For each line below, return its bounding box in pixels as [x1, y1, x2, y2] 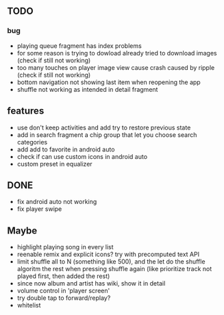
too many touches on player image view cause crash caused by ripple [16, 63, 215, 71]
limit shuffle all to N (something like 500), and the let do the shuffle [16, 257, 206, 266]
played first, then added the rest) [16, 272, 110, 280]
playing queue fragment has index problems [16, 41, 142, 50]
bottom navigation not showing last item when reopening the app [16, 78, 201, 86]
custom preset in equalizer [16, 160, 92, 168]
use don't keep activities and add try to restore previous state [16, 123, 191, 131]
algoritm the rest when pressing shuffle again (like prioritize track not [16, 265, 212, 273]
